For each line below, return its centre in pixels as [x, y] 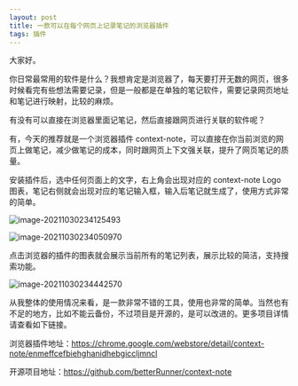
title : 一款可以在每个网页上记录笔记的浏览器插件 [89, 26]
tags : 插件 [28, 34]
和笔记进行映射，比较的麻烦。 [63, 101]
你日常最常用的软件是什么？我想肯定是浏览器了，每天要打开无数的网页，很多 [149, 79]
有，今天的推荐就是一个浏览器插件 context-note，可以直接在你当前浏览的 [143, 139]
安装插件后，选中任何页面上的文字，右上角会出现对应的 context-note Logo [145, 180]
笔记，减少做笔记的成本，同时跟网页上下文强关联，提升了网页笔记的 [157, 150]
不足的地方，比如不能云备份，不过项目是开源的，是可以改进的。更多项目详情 [149, 314]
